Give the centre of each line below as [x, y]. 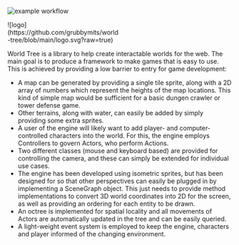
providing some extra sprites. [61, 120]
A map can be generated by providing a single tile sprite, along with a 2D [124, 83]
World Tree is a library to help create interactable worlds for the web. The [115, 54]
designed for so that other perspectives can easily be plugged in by [117, 181]
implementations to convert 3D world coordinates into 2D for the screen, [124, 196]
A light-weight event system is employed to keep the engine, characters [123, 226]
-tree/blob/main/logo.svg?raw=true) [60, 40]
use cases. [34, 166]
